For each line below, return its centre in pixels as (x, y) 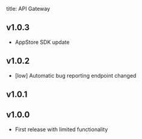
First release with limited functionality (61, 129)
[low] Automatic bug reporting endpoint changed (76, 75)
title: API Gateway (28, 9)
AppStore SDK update (42, 42)
